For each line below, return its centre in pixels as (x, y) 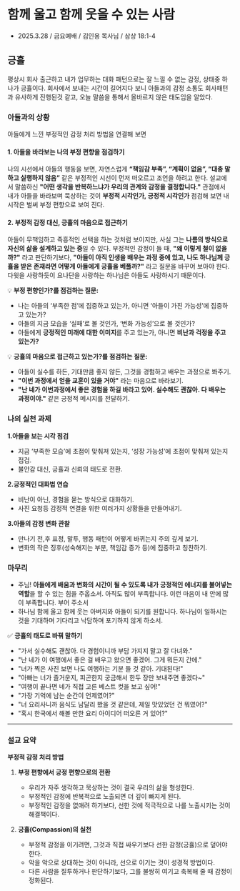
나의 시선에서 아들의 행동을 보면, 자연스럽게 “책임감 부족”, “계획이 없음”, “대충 (115, 169)
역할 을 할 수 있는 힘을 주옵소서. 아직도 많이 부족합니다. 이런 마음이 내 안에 (119, 594)
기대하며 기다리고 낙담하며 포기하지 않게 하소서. (97, 621)
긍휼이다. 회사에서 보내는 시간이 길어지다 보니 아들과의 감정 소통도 (112, 88)
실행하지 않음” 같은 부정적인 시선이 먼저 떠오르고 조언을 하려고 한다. (114, 178)
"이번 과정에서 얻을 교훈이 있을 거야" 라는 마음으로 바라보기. (100, 381)
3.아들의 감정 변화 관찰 (39, 523)
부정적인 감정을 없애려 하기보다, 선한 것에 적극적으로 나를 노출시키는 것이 (129, 805)
